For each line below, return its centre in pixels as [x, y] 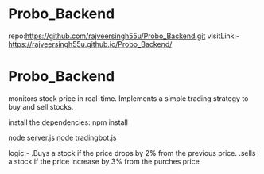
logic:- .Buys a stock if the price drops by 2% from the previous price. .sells [132, 153]
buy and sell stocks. [41, 106]
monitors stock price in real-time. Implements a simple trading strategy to [128, 98]
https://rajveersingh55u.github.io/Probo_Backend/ [90, 44]
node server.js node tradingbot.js [62, 137]
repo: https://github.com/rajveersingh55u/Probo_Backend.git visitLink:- [124, 36]
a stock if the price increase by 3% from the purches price [104, 161]
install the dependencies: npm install [68, 122]
